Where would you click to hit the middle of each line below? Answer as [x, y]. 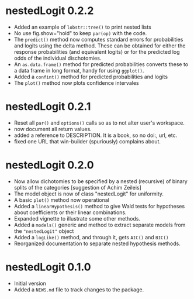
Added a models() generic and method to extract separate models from [100, 225]
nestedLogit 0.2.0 [50, 165]
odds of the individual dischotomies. [58, 58]
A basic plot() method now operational [61, 200]
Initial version [30, 283]
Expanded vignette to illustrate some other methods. [77, 218]
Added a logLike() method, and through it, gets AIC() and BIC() [91, 237]
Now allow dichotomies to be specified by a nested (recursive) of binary [101, 181]
